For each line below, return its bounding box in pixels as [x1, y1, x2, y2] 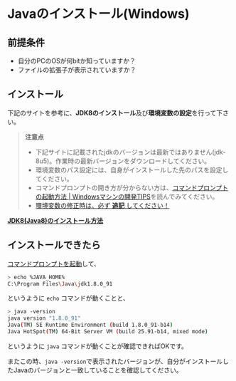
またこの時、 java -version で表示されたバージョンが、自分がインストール [7, 357, 223, 365]
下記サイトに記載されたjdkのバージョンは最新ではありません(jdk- [35, 147, 226, 156]
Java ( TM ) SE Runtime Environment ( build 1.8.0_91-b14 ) [7, 321, 173, 329]
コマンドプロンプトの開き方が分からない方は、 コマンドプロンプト [35, 183, 229, 192]
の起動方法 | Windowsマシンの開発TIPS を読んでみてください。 [35, 192, 219, 201]
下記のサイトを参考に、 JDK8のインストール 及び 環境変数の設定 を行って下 [7, 108, 223, 117]
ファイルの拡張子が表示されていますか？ [17, 66, 136, 74]
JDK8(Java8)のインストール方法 [7, 216, 104, 224]
